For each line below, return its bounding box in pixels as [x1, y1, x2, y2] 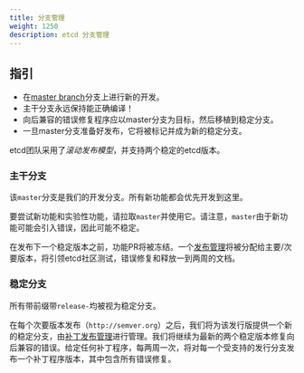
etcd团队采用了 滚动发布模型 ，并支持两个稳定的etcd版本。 [9, 145, 225, 156]
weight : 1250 [9, 22, 59, 31]
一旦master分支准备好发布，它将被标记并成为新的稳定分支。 [22, 126, 247, 137]
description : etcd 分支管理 [9, 30, 110, 39]
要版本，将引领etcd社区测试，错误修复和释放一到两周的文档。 [9, 253, 241, 263]
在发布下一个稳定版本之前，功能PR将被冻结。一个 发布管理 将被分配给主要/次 [9, 242, 292, 253]
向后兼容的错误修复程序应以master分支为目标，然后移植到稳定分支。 [22, 114, 279, 125]
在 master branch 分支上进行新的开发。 [22, 91, 165, 102]
